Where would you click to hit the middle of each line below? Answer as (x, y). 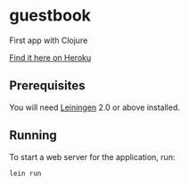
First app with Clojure (49, 40)
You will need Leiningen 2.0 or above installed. (95, 107)
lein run (25, 173)
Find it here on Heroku (50, 57)
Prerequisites (47, 86)
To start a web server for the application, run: (92, 156)
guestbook (50, 16)
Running (33, 135)
